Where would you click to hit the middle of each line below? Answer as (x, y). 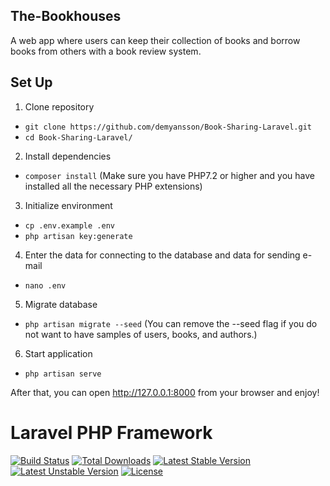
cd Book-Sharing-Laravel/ (78, 137)
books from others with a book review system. (106, 51)
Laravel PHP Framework (111, 432)
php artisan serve (63, 374)
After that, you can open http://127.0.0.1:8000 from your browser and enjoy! (165, 392)
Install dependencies (68, 156)
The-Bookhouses (66, 16)
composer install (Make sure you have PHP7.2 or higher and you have (170, 175)
